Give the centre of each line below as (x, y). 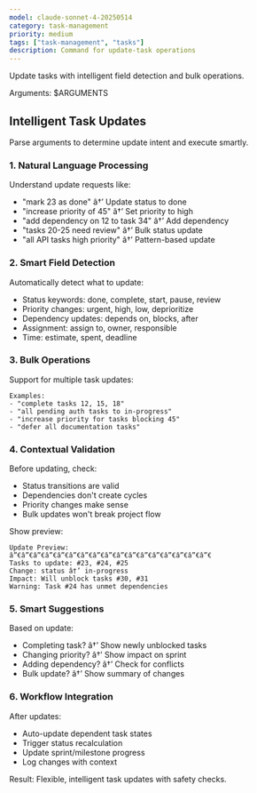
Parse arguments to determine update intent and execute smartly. (129, 142)
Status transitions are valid (70, 486)
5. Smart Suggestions (57, 609)
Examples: (27, 396)
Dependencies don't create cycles (85, 495)
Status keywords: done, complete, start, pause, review (121, 300)
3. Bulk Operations (50, 360)
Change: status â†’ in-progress (69, 571)
